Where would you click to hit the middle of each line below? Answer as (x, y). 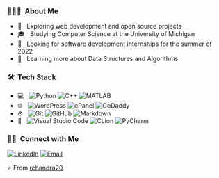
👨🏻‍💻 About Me (33, 11)
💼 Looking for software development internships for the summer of (114, 44)
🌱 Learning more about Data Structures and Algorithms (98, 59)
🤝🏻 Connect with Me (43, 138)
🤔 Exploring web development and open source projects (99, 26)
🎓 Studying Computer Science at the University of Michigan (106, 34)
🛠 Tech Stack (32, 77)
